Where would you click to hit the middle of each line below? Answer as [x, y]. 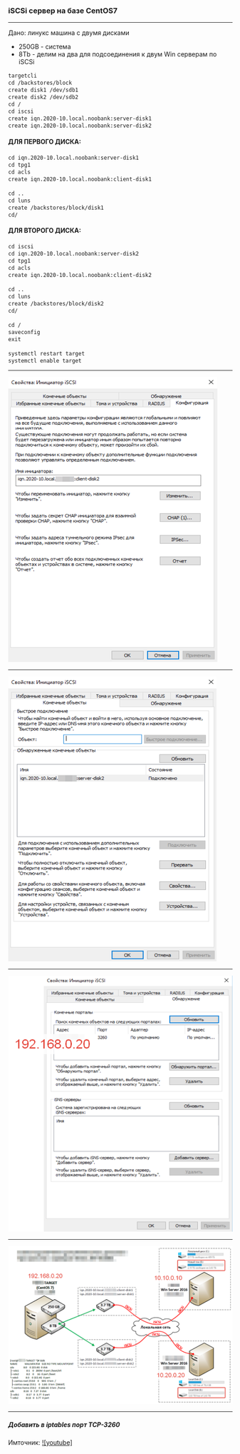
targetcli [23, 76]
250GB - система [45, 47]
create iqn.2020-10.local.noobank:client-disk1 [80, 179]
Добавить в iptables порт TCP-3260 [64, 1424]
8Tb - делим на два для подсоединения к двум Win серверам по [118, 54]
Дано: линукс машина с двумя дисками [69, 33]
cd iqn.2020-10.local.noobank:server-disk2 [74, 253]
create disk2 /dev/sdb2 [43, 97]
